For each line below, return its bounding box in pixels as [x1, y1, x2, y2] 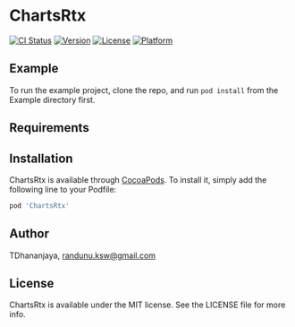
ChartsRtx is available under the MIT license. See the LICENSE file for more [9, 299, 286, 310]
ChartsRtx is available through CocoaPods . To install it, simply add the [9, 174, 267, 185]
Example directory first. [9, 94, 96, 105]
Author [9, 226, 49, 242]
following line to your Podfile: [9, 184, 117, 194]
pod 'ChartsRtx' [9, 201, 70, 211]
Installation [9, 151, 73, 166]
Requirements [9, 120, 89, 135]
